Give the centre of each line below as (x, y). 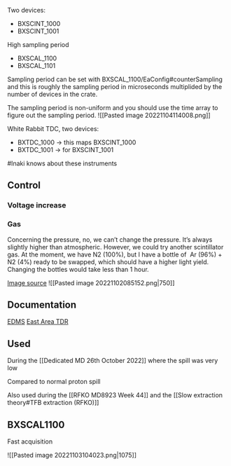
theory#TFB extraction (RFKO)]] (53, 403)
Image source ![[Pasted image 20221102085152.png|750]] (91, 282)
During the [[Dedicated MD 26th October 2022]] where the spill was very (113, 361)
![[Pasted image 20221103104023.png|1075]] (72, 455)
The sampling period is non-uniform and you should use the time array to (113, 108)
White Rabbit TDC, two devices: (53, 129)
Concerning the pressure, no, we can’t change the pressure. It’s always (110, 239)
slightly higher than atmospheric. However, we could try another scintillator (115, 247)
